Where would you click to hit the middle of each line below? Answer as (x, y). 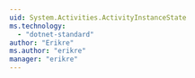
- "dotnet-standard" (56, 34)
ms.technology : (38, 26)
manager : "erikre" (44, 59)
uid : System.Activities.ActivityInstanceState (98, 17)
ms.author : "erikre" (48, 51)
